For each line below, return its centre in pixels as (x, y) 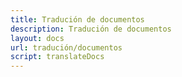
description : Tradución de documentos (91, 29)
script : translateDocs (57, 57)
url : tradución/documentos (66, 47)
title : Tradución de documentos (77, 19)
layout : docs (37, 38)
